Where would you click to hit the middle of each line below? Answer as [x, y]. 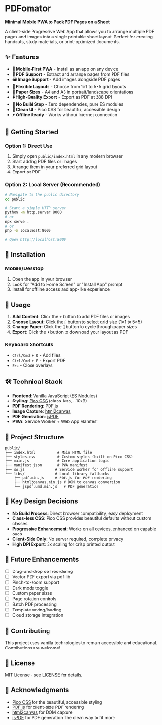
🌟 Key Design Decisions [42, 502]
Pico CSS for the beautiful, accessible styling [57, 702]
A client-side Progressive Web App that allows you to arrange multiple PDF [80, 31]
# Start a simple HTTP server [36, 208]
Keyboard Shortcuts [29, 345]
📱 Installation [25, 255]
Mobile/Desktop [24, 268]
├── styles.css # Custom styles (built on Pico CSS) [69, 457]
